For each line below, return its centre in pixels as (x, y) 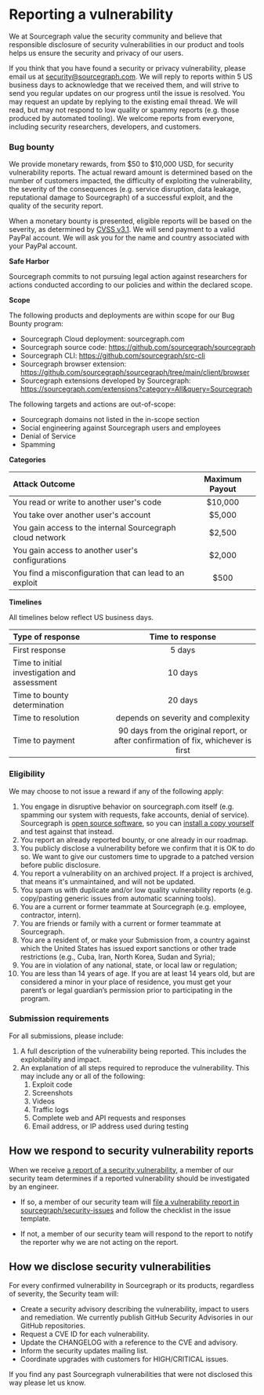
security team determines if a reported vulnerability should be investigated (129, 1178)
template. (36, 1218)
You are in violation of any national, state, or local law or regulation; (128, 965)
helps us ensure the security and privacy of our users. (96, 53)
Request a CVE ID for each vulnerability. (85, 1334)
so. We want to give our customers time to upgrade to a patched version (137, 856)
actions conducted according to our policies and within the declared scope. (131, 285)
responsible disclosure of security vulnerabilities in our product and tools (127, 44)
